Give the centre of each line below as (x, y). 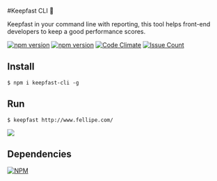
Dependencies (39, 154)
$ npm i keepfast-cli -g (43, 83)
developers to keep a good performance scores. (77, 32)
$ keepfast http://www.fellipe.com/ (60, 120)
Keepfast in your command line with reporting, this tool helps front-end (109, 24)
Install (21, 67)
